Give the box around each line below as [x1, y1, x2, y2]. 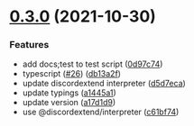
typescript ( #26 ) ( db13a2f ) [22, 68, 122, 79]
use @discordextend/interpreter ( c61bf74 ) [22, 106, 180, 118]
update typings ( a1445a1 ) [22, 87, 117, 98]
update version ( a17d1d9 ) [22, 97, 115, 108]
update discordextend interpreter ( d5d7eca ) [22, 78, 187, 89]
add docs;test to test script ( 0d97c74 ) [22, 58, 163, 69]
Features [9, 39, 50, 51]
